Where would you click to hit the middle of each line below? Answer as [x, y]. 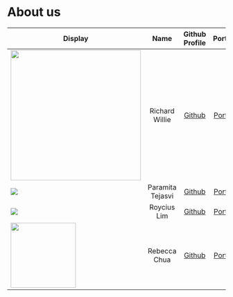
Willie [162, 119]
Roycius [162, 207]
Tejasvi [162, 196]
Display [76, 38]
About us [34, 12]
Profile [195, 42]
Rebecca [162, 251]
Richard [162, 110]
